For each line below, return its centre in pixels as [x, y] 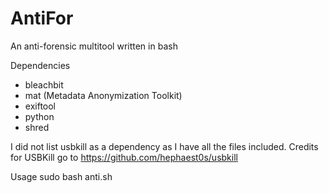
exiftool [40, 106]
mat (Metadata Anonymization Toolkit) [103, 95]
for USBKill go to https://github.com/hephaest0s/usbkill [124, 157]
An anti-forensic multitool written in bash [94, 46]
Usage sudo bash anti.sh [61, 176]
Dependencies [40, 65]
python [39, 116]
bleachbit [44, 84]
